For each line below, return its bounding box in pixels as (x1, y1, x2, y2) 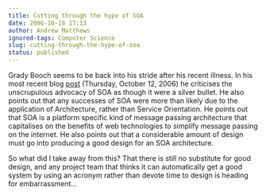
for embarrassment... (8, 179, 78, 188)
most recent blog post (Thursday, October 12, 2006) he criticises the (8, 79, 233, 88)
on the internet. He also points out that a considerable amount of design (8, 130, 244, 139)
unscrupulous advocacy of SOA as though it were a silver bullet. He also (8, 88, 245, 96)
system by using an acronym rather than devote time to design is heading (8, 170, 249, 180)
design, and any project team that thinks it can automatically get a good (8, 162, 243, 171)
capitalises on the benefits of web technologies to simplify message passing (8, 121, 258, 131)
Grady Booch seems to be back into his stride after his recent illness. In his (8, 71, 253, 80)
